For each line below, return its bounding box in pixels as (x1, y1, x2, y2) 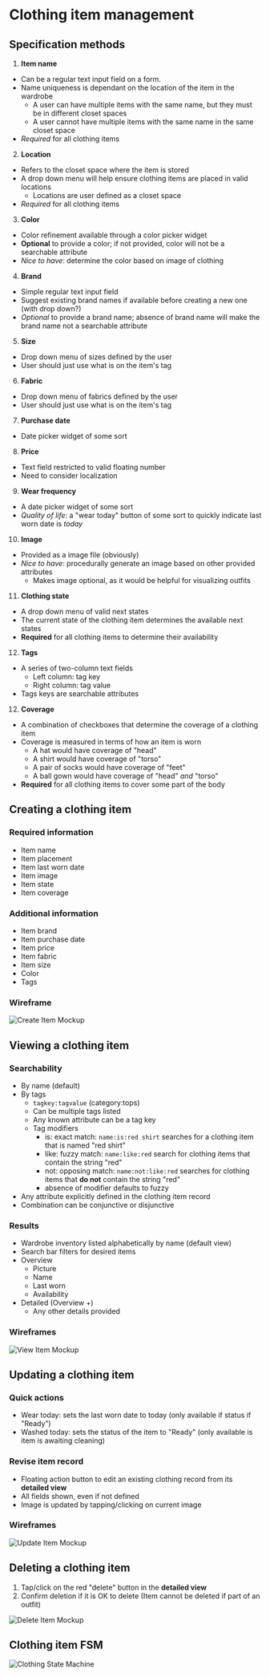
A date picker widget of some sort (20, 502, 134, 511)
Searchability (9, 1063, 62, 1074)
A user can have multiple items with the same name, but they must (32, 100, 252, 109)
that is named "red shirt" (44, 1140, 127, 1150)
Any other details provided (32, 1306, 121, 1316)
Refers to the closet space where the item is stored (20, 165, 189, 174)
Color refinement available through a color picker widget (20, 230, 208, 240)
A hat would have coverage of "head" (32, 746, 157, 755)
